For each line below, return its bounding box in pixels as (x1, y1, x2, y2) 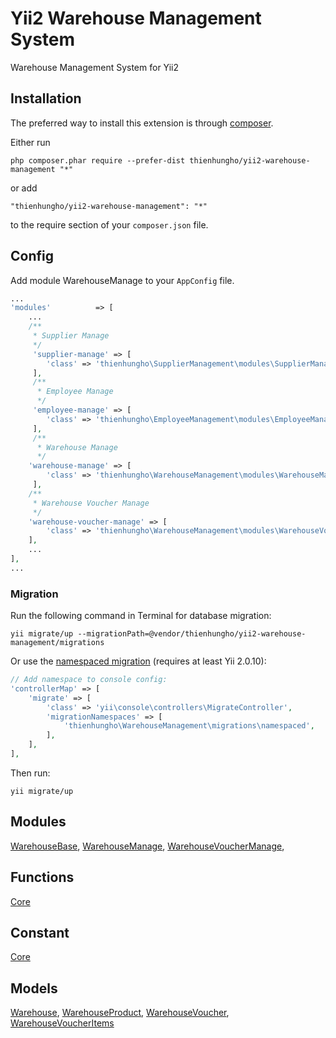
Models (10, 980, 58, 997)
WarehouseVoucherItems (10, 1017, 115, 1029)
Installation (10, 90, 82, 107)
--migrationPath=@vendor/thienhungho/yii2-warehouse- (77, 629, 307, 639)
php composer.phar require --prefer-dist (10, 155, 186, 166)
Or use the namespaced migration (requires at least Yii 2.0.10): (10, 655, 267, 667)
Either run (10, 136, 51, 148)
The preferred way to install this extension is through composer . (10, 117, 274, 129)
